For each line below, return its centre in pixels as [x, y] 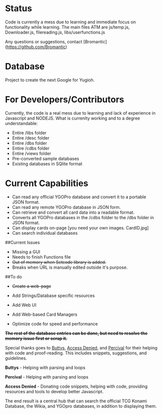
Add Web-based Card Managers [45, 314]
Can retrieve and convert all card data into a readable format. [73, 212]
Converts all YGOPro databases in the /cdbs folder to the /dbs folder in [83, 217]
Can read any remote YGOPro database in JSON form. [66, 207]
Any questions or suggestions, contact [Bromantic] [56, 41]
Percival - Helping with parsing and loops [47, 377]
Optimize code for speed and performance [55, 324]
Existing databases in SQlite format [47, 164]
